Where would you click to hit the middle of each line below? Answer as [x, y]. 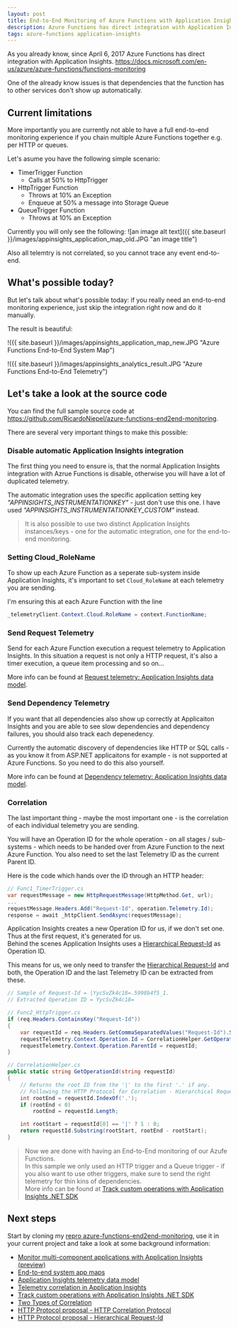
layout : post [27, 14]
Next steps [32, 1218]
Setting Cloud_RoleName [51, 557]
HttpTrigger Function [48, 188]
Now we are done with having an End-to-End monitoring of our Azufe [126, 1151]
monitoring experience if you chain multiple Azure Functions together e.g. [115, 138]
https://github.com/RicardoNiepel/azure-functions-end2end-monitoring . [113, 418]
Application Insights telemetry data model [78, 1279]
